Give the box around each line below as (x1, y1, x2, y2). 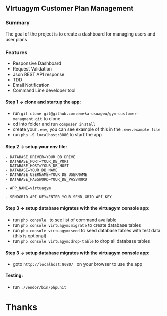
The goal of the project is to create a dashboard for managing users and (5, 30, 156, 37)
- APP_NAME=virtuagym (5, 186, 51, 191)
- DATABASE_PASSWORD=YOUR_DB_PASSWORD (5, 177, 87, 182)
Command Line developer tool (12, 87, 76, 93)
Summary (5, 19, 30, 26)
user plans (5, 36, 27, 42)
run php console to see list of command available (12, 217, 117, 223)
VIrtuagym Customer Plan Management (5, 4, 134, 13)
